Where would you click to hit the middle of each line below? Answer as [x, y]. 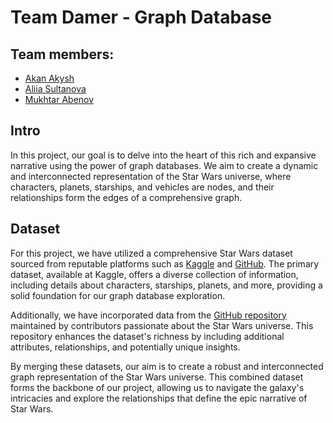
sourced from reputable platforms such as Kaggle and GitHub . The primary [165, 263]
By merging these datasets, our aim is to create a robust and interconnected [167, 366]
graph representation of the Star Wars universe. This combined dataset [157, 377]
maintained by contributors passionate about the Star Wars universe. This [162, 325]
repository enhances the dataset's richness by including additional [147, 336]
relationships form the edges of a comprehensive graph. [126, 197]
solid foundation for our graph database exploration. [118, 295]
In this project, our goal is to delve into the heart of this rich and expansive [163, 155]
